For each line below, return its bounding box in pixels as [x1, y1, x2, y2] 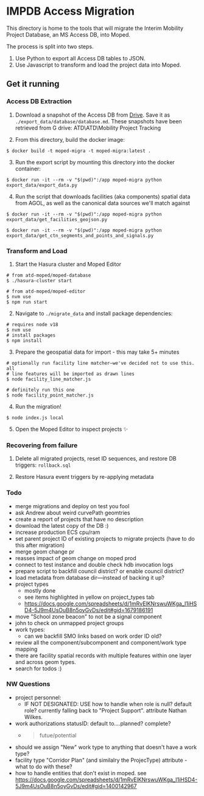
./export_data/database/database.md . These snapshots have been [15, 117, 182, 125]
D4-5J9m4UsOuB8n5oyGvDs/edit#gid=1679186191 [24, 606, 153, 613]
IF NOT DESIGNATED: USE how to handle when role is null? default [24, 700, 192, 707]
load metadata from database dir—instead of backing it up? [15, 574, 164, 581]
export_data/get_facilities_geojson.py [6, 216, 108, 222]
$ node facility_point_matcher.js [6, 392, 94, 398]
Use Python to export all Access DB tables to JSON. [15, 54, 146, 62]
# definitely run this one [6, 387, 75, 393]
